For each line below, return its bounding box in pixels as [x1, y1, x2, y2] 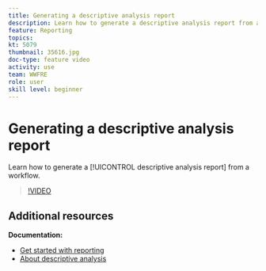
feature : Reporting [8, 26, 73, 34]
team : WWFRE [8, 71, 47, 78]
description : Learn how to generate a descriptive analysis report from [8, 19, 253, 27]
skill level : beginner [8, 85, 83, 94]
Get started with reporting [19, 246, 104, 255]
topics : [8, 33, 34, 42]
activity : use [8, 63, 55, 71]
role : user [8, 78, 44, 86]
